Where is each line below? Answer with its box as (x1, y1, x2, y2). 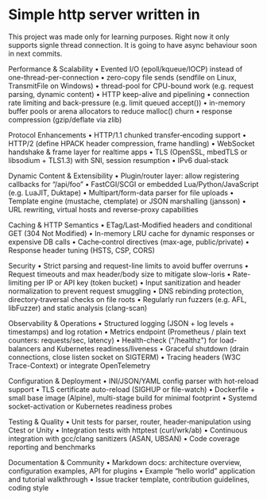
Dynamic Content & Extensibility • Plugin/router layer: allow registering (8, 171, 240, 180)
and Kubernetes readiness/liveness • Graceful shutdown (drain (42, 343, 249, 353)
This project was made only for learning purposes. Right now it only (8, 32, 230, 41)
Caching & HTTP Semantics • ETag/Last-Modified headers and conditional (8, 220, 253, 230)
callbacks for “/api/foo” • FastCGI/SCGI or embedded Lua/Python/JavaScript (8, 179, 259, 188)
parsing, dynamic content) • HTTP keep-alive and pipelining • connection (8, 89, 250, 99)
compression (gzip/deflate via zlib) (8, 114, 122, 124)
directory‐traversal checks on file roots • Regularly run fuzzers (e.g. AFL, (8, 294, 247, 304)
